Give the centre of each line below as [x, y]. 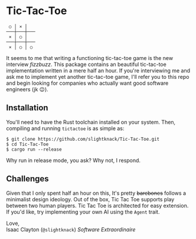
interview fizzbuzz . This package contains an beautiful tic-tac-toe [86, 64]
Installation [27, 108]
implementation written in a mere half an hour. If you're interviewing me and [98, 70]
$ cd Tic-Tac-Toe [27, 144]
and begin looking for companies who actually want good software [87, 83]
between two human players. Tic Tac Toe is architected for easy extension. [97, 205]
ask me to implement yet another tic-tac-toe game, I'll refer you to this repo [98, 77]
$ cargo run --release [34, 149]
